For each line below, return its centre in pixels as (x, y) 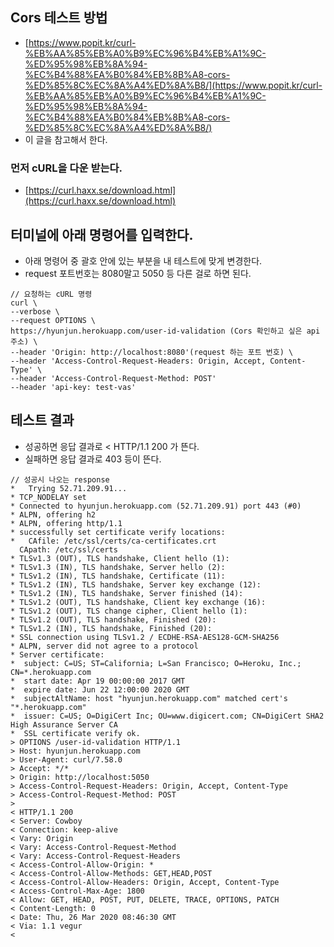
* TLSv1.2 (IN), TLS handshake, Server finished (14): (127, 593)
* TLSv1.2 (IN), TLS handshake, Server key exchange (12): (136, 584)
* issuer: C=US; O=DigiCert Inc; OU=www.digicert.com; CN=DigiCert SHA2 (167, 716)
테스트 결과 (42, 420)
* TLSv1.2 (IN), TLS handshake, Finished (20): (111, 628)
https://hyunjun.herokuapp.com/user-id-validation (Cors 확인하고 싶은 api (165, 331)
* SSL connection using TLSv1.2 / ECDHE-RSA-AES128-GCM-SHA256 (145, 637)
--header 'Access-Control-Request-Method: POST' (113, 378)
